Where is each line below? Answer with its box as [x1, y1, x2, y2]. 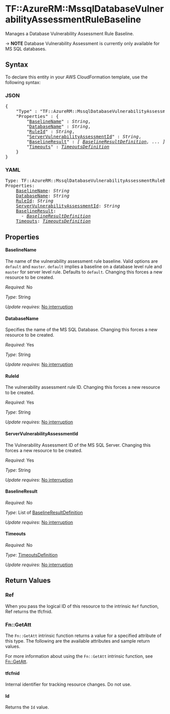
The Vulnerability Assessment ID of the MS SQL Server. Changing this [5, 442, 151, 448]
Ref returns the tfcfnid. [5, 608, 53, 614]
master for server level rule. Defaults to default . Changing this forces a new [5, 269, 163, 275]
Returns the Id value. [5, 704, 49, 710]
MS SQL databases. [5, 46, 47, 52]
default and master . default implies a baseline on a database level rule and [5, 263, 162, 269]
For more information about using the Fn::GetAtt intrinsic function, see [5, 653, 153, 659]
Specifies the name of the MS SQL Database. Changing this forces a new [5, 327, 158, 333]
